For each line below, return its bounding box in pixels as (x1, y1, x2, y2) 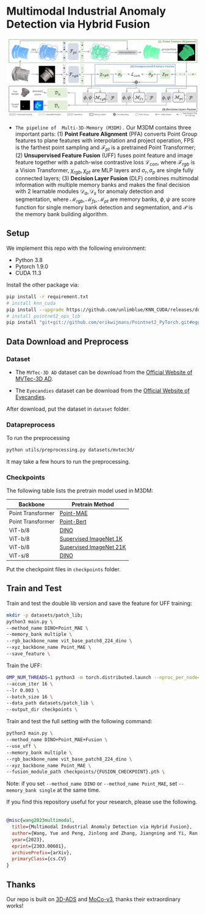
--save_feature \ (6, 651, 51, 657)
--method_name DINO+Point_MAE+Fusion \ (6, 737, 108, 743)
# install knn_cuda (6, 300, 56, 306)
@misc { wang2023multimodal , (6, 817, 75, 824)
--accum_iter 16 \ (6, 681, 53, 687)
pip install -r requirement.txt (6, 293, 88, 300)
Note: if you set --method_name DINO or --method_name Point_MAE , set (6, 780, 178, 788)
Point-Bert (59, 518, 87, 525)
